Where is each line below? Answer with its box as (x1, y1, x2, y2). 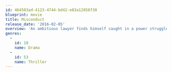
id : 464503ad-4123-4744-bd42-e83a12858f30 (5, 7, 97, 13)
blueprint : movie (5, 12, 42, 17)
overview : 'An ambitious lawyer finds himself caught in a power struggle (5, 26, 168, 31)
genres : (5, 31, 22, 36)
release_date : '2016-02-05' (5, 21, 66, 27)
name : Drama (14, 45, 40, 50)
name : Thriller (14, 59, 47, 64)
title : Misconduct (5, 17, 45, 22)
